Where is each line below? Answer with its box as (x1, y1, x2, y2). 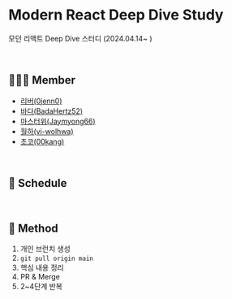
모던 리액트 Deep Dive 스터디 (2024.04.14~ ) (8, 33, 153, 43)
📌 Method (8, 221, 58, 235)
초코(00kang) (19, 136, 65, 146)
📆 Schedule (8, 176, 67, 190)
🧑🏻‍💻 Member (8, 73, 75, 87)
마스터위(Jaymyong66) (19, 116, 96, 126)
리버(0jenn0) (19, 96, 62, 106)
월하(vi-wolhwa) (19, 126, 75, 136)
